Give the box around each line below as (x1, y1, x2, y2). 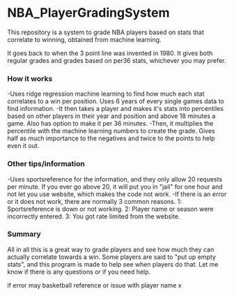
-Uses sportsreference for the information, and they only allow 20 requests (7, 175, 223, 183)
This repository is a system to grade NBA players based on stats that (7, 28, 204, 36)
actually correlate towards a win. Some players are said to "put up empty (7, 253, 216, 261)
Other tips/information (7, 159, 86, 169)
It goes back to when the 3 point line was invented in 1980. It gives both (7, 49, 213, 57)
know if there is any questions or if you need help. (7, 267, 151, 276)
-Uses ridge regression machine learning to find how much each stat (7, 89, 205, 98)
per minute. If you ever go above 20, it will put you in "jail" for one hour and (7, 182, 223, 191)
